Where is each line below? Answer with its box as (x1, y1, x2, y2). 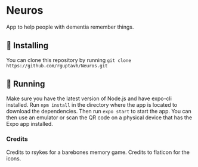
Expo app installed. (6, 120, 54, 127)
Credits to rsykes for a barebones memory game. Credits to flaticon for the (6, 149, 190, 156)
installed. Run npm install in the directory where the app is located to (6, 101, 178, 108)
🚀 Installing (6, 41, 49, 51)
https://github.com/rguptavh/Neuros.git (6, 63, 109, 69)
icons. (6, 154, 21, 162)
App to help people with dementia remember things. (6, 23, 134, 30)
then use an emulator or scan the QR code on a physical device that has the (6, 114, 193, 121)
